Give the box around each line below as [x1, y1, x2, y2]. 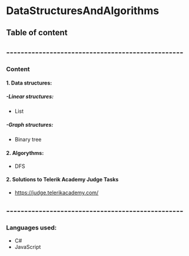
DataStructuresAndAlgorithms [6, 4, 160, 18]
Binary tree [14, 136, 42, 143]
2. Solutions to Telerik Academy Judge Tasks [6, 176, 119, 183]
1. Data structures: [6, 79, 52, 86]
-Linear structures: [6, 93, 54, 100]
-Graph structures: [6, 122, 54, 129]
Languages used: [6, 224, 57, 232]
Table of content [6, 28, 68, 38]
